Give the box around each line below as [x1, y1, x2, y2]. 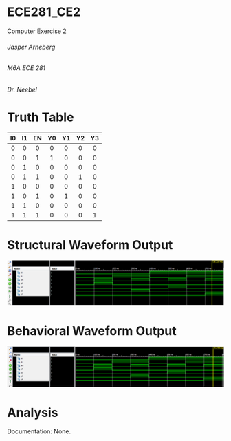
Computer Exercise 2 [7, 27, 67, 35]
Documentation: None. [7, 427, 71, 435]
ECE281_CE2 [7, 4, 81, 20]
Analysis [7, 405, 58, 420]
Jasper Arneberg [7, 43, 56, 51]
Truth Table [7, 109, 74, 125]
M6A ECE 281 [7, 64, 46, 72]
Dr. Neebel [7, 85, 38, 94]
